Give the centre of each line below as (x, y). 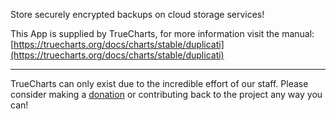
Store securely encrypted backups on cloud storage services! (137, 14)
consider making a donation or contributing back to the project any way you (166, 94)
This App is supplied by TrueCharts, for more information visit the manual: (162, 33)
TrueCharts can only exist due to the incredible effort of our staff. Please (159, 83)
